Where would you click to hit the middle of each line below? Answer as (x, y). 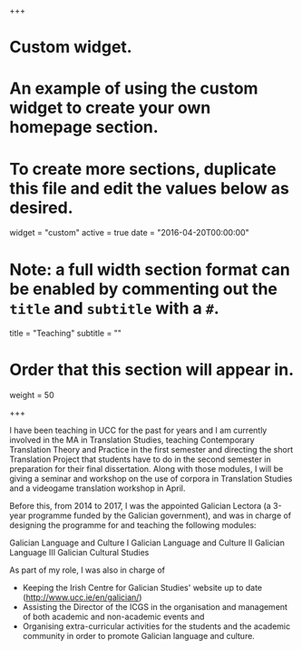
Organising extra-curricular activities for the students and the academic (156, 626)
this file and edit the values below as (150, 188)
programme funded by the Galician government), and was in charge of (160, 515)
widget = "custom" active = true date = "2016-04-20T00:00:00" (129, 233)
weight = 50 (32, 395)
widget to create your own (110, 108)
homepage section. (84, 127)
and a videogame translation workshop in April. (97, 488)
